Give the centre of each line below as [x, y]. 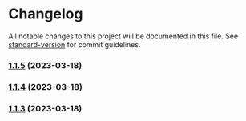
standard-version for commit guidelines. [75, 44]
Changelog [46, 14]
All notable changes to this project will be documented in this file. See [123, 36]
